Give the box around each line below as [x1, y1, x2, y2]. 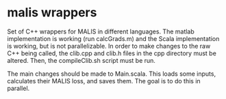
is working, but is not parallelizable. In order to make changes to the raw [7, 42, 211, 50]
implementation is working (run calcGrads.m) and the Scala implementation [7, 34, 220, 42]
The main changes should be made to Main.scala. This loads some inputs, [7, 70, 216, 78]
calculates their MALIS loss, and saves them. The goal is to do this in [7, 76, 201, 85]
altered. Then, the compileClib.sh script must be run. [7, 56, 156, 64]
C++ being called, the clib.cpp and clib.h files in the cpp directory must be [7, 49, 217, 57]
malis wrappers [7, 5, 97, 20]
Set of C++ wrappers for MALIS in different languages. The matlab [7, 27, 195, 36]
